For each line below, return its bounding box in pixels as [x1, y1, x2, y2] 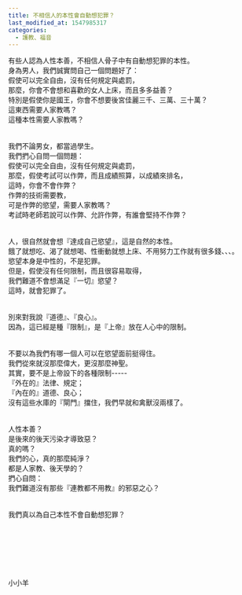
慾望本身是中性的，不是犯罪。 [8, 256, 104, 266]
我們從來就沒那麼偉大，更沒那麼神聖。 [8, 358, 132, 368]
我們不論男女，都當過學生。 [8, 141, 98, 151]
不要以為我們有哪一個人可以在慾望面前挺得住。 [8, 349, 159, 358]
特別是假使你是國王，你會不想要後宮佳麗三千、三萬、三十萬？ [8, 95, 208, 105]
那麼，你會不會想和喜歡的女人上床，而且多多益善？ [8, 86, 174, 95]
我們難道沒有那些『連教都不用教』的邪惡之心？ [8, 483, 159, 493]
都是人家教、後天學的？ [8, 464, 84, 473]
